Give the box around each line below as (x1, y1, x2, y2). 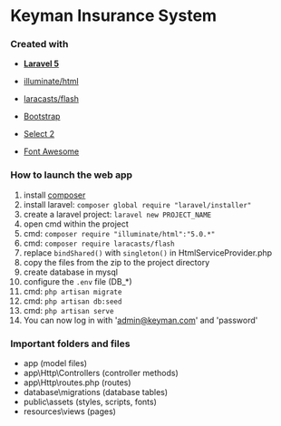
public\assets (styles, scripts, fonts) (23, 396, 158, 408)
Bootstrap (23, 111, 61, 122)
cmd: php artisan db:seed (23, 295, 122, 306)
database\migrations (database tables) (23, 387, 169, 398)
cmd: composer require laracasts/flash (23, 237, 175, 248)
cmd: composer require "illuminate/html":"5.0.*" (23, 228, 216, 238)
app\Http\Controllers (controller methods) (23, 368, 179, 379)
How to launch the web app (10, 169, 133, 181)
